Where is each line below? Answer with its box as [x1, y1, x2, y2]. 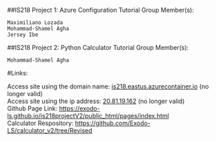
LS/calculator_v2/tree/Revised [7, 126, 92, 134]
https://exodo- [59, 104, 100, 113]
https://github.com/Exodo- [75, 119, 150, 127]
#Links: [7, 69, 28, 77]
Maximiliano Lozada [7, 19, 63, 26]
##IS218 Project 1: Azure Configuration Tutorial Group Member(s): [7, 6, 195, 14]
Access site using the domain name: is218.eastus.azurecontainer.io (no [7, 82, 209, 91]
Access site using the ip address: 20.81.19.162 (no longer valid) [7, 97, 185, 105]
